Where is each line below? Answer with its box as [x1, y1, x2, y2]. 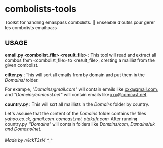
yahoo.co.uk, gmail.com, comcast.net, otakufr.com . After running [5, 116, 137, 122]
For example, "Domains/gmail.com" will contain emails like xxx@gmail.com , [5, 86, 159, 92]
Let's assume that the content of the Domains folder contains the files [5, 110, 146, 116]
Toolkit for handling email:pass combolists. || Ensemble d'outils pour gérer [5, 20, 156, 25]
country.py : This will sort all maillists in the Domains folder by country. [5, 101, 150, 107]
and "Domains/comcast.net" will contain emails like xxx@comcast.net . [5, 91, 148, 97]
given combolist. [5, 62, 39, 68]
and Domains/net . [5, 126, 42, 132]
